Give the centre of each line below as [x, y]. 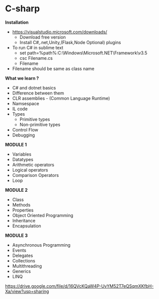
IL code [20, 109]
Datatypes [23, 159]
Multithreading [27, 266]
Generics [21, 271]
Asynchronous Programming [41, 245]
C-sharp [23, 9]
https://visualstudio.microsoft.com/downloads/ [60, 32]
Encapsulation [27, 226]
